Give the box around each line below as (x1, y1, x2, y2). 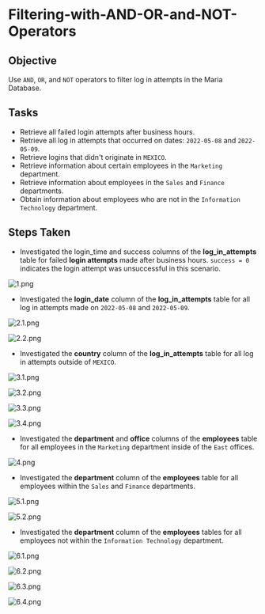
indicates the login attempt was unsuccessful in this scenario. (19, 263, 221, 273)
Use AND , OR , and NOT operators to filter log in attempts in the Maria (8, 75, 223, 84)
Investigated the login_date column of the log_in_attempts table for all (19, 294, 251, 304)
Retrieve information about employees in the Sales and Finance (19, 177, 225, 187)
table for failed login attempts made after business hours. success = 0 (19, 255, 250, 264)
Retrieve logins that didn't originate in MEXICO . (19, 152, 168, 161)
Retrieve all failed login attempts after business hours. (19, 127, 195, 136)
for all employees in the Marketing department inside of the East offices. (19, 442, 255, 452)
